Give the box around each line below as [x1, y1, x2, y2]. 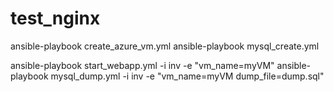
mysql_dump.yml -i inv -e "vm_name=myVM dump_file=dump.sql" [50, 70, 325, 82]
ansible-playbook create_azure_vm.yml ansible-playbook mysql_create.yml [10, 40, 320, 52]
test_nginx [10, 7, 101, 30]
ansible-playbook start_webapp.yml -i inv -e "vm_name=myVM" [10, 59, 275, 71]
